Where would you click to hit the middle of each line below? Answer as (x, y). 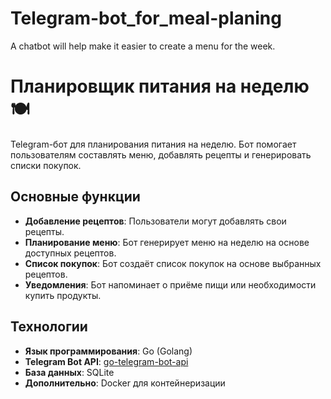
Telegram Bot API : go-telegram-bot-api (106, 361)
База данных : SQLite (69, 372)
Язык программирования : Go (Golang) (108, 351)
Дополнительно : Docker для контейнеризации (125, 383)
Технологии (49, 327)
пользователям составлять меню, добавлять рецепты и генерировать (161, 154)
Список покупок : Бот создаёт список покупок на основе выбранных (173, 263)
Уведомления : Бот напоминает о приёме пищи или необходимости (170, 284)
